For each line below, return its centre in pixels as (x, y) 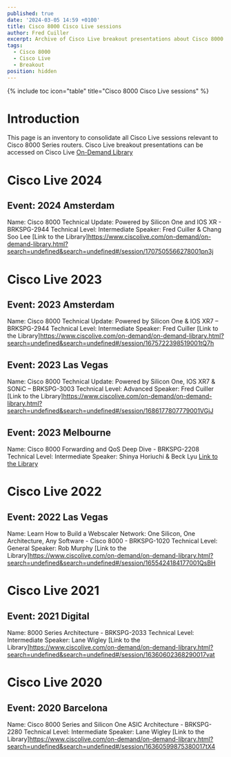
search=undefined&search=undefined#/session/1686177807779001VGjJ (110, 411)
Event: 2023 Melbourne (59, 433)
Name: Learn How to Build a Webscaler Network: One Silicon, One (101, 534)
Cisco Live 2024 (54, 180)
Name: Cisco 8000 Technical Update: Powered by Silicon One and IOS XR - (114, 222)
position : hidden (32, 71)
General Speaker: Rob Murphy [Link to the (67, 548)
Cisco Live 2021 (53, 591)
